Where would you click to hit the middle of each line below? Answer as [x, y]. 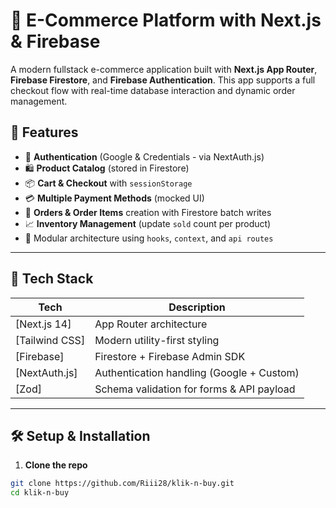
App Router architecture [151, 324]
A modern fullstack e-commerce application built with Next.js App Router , [164, 69]
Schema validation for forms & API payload [195, 389]
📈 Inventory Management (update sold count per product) [148, 223]
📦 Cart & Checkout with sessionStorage [108, 183]
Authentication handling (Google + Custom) [197, 372]
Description [197, 307]
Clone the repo [56, 465]
